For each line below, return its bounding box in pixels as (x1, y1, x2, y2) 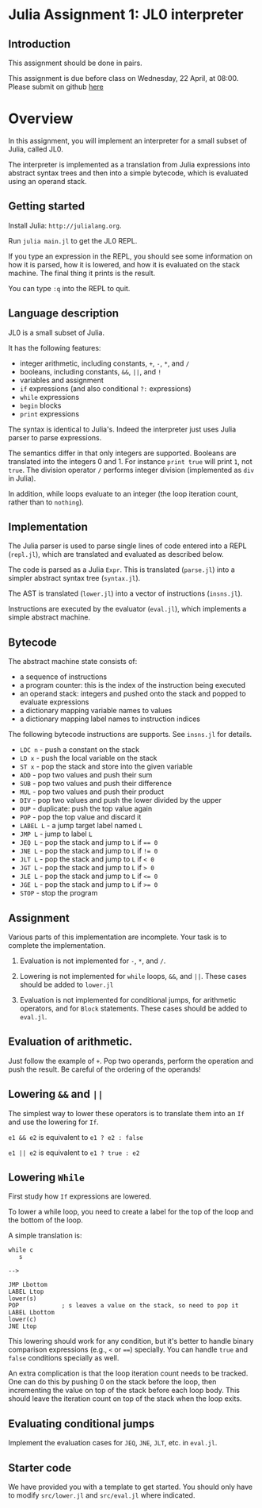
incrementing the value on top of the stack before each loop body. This (8, 1386, 240, 1395)
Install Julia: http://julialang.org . (8, 221, 122, 230)
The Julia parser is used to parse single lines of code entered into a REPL (8, 541, 247, 551)
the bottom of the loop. (8, 1215, 83, 1225)
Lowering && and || (8, 1088, 104, 1101)
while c (8, 1246, 34, 1254)
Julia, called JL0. (8, 144, 63, 154)
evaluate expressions (19, 697, 89, 707)
